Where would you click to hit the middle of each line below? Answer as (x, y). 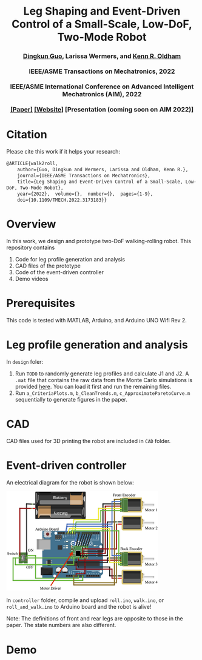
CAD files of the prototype (48, 266)
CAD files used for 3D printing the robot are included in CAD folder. (89, 441)
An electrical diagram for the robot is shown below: (70, 482)
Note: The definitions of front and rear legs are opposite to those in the (95, 619)
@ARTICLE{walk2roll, (32, 164)
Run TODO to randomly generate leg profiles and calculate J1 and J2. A (102, 374)
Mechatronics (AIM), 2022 (102, 94)
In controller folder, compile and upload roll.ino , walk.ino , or (85, 600)
